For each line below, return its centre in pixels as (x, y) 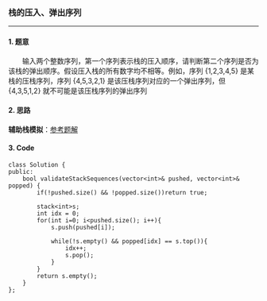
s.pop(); (79, 255)
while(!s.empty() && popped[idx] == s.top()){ (129, 241)
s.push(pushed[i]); (83, 227)
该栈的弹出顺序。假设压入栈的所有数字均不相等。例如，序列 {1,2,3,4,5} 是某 (131, 71)
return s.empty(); (67, 276)
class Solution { (37, 164)
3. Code (21, 148)
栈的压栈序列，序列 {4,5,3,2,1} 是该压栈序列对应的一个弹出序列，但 (117, 80)
